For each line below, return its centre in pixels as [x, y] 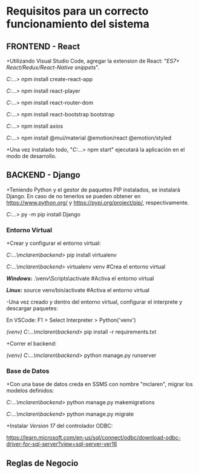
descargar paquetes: [32, 309]
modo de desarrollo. [31, 156]
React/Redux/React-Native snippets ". [53, 67]
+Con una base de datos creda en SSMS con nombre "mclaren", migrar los [100, 384]
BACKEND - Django [43, 175]
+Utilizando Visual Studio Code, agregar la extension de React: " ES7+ [93, 61]
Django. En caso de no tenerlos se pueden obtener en [73, 196]
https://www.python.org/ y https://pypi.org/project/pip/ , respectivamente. [98, 202]
